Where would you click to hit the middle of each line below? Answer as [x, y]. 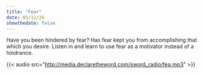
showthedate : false [31, 23]
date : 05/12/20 [25, 17]
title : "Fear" [24, 12]
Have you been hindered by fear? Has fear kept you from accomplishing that [102, 40]
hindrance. [20, 53]
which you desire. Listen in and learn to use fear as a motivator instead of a [100, 46]
